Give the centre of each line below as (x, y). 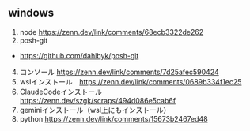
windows (31, 13)
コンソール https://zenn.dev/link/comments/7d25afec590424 (119, 72)
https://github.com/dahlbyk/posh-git (79, 55)
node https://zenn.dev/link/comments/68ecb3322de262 (112, 32)
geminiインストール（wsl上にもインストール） (95, 110)
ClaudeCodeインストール (61, 92)
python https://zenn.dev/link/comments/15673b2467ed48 (114, 118)
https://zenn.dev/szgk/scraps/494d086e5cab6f (98, 100)
